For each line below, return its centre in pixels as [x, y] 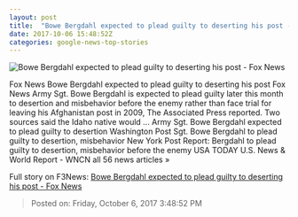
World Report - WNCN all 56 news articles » [90, 159]
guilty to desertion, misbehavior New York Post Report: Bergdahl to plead [143, 141]
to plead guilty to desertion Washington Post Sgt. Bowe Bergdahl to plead [143, 132]
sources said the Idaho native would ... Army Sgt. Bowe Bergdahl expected [145, 122]
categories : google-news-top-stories [79, 42]
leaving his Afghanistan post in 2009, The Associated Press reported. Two [145, 112]
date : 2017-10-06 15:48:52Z [61, 34]
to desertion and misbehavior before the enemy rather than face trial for [141, 104]
